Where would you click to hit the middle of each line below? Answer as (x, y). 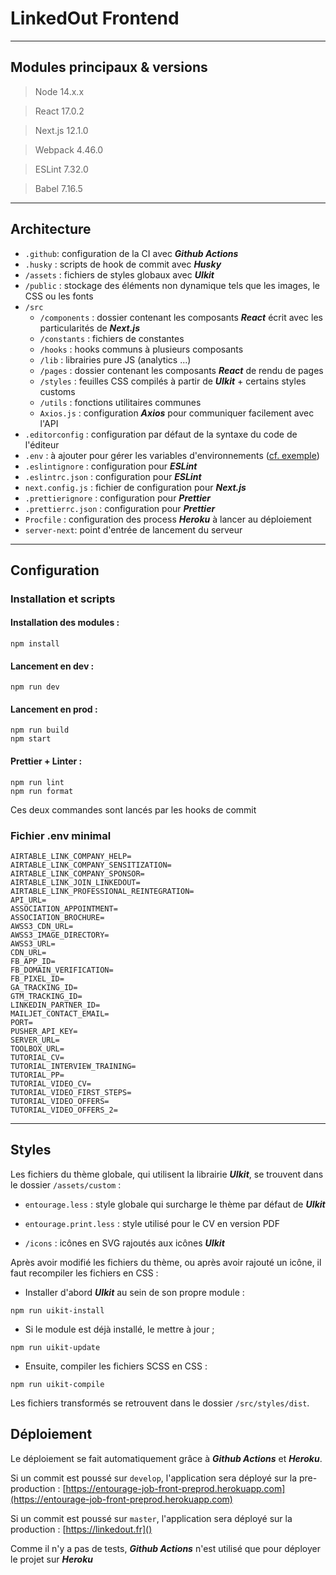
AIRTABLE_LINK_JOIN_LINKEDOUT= (75, 882)
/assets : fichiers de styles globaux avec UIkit (119, 274)
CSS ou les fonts (59, 296)
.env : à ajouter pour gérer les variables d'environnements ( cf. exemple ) (172, 455)
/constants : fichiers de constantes (112, 338)
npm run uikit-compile (57, 1384)
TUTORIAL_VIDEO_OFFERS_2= (64, 1110)
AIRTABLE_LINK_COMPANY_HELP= (71, 856)
